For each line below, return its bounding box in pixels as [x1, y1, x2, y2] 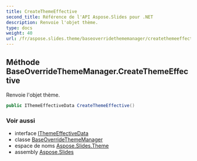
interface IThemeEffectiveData [14, 129, 89, 136]
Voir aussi [6, 117, 35, 125]
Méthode [6, 57, 40, 67]
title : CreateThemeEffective [6, 8, 77, 15]
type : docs [6, 25, 33, 31]
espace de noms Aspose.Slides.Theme [14, 142, 109, 149]
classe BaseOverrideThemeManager [14, 136, 103, 143]
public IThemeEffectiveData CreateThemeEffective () [6, 102, 135, 108]
